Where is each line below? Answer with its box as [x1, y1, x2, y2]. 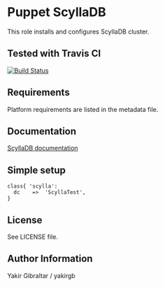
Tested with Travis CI [7, 48, 101, 59]
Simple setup [7, 164, 66, 176]
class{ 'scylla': [7, 183, 58, 190]
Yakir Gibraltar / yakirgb [7, 271, 76, 280]
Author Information [7, 253, 93, 265]
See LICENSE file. [7, 232, 58, 241]
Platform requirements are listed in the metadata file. [7, 105, 159, 113]
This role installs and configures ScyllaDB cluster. [7, 27, 150, 36]
